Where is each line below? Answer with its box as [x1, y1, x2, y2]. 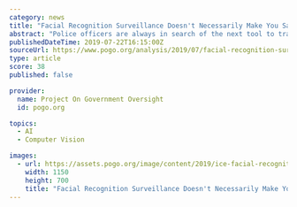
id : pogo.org [17, 103, 65, 111]
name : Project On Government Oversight [17, 95, 164, 103]
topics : [9, 119, 38, 128]
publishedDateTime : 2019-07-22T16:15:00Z [9, 37, 164, 47]
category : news [9, 12, 65, 22]
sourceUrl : [9, 46, 49, 55]
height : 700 [25, 176, 69, 185]
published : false [9, 71, 73, 80]
